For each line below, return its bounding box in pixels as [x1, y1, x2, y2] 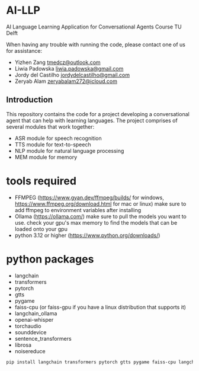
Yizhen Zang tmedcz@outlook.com [14, 59, 101, 66]
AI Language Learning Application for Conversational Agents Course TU [6, 23, 182, 30]
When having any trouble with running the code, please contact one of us [6, 41, 185, 48]
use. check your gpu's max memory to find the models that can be [14, 219, 178, 226]
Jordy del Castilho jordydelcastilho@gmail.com [14, 71, 130, 78]
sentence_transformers [14, 335, 72, 342]
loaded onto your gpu [14, 225, 68, 232]
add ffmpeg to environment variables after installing [14, 206, 142, 213]
